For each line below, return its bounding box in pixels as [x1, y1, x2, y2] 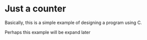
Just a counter [4, 3, 66, 14]
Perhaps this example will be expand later [4, 29, 91, 35]
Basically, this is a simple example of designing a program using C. [4, 19, 142, 25]
